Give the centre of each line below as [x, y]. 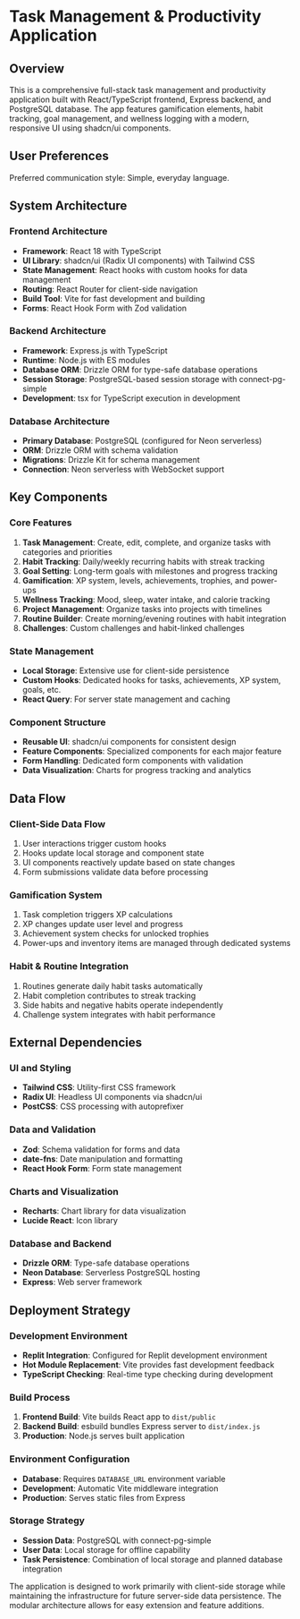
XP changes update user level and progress [103, 925]
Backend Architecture [58, 331]
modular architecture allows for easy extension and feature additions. [137, 1605]
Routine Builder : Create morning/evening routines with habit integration [154, 618]
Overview [37, 68]
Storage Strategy [47, 1521]
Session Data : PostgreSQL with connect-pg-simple [117, 1540]
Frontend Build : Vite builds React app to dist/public [119, 1417]
